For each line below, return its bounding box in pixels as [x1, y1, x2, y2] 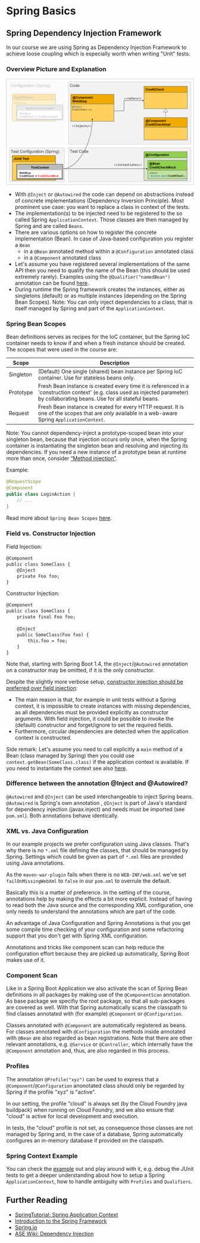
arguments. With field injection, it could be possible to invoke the [14, 715, 174, 722]
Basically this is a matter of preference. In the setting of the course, [6, 889, 171, 896]
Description [99, 359, 130, 366]
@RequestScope [6, 479, 42, 485]
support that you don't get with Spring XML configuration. [6, 932, 148, 939]
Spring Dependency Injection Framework [6, 28, 162, 38]
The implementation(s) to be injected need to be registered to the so [14, 209, 183, 217]
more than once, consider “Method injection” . [6, 455, 118, 462]
